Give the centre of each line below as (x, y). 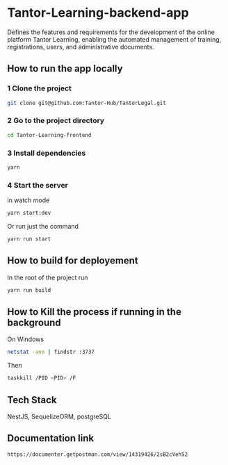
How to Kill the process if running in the (95, 312)
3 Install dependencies (47, 153)
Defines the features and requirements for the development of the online (111, 32)
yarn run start (29, 239)
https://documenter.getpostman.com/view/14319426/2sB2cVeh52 (98, 454)
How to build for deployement (73, 261)
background (34, 322)
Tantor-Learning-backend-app (98, 13)
